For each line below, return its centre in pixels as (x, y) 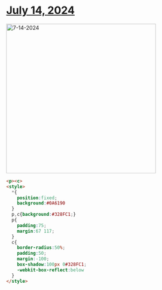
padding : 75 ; (32, 225)
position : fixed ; (37, 198)
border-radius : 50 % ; (41, 248)
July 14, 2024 (40, 10)
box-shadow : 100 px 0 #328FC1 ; (52, 265)
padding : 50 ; (32, 254)
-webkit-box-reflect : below (51, 270)
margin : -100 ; (33, 259)
